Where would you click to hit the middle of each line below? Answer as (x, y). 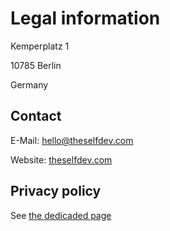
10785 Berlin (36, 65)
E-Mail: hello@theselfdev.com (72, 140)
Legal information (85, 18)
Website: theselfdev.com (61, 159)
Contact (36, 116)
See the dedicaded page (61, 215)
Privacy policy (56, 191)
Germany (29, 84)
